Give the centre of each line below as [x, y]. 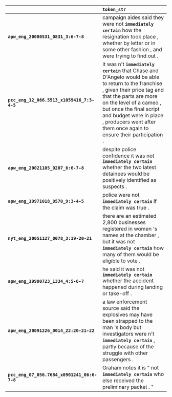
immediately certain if [130, 201]
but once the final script [131, 109]
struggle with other [125, 353]
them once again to [125, 128]
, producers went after [129, 122]
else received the [123, 380]
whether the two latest [129, 167]
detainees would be [126, 174]
